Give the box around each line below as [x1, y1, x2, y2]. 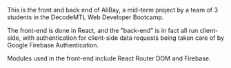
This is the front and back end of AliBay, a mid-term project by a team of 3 [7, 6, 219, 14]
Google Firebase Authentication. [7, 41, 99, 49]
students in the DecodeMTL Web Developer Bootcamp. [7, 13, 164, 21]
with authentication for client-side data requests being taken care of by [22, 34, 225, 42]
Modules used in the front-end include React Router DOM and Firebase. [7, 54, 212, 63]
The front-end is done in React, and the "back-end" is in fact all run [7, 27, 199, 34]
